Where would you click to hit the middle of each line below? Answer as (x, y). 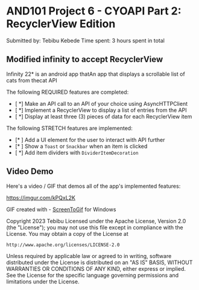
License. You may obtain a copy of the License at (67, 233)
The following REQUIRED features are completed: (68, 92)
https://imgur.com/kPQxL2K (41, 197)
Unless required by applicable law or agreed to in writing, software (89, 256)
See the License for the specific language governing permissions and (93, 275)
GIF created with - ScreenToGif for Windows (61, 209)
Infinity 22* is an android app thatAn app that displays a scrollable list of (96, 74)
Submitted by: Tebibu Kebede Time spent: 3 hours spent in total (85, 40)
